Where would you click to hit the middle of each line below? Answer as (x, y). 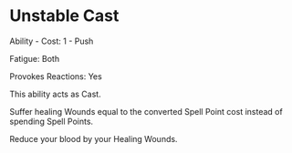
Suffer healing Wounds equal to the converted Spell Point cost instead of (146, 111)
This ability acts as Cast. (56, 94)
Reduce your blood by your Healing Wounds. (94, 138)
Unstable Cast (64, 16)
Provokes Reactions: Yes (56, 76)
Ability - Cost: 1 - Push (52, 41)
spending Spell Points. (52, 121)
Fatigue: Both (35, 58)
